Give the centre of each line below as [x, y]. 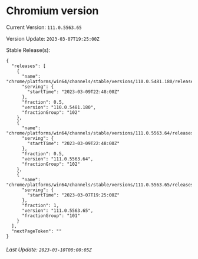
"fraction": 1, [40, 205]
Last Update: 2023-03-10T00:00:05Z [49, 250]
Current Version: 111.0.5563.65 [44, 27]
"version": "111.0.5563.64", [57, 159]
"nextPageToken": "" [37, 231]
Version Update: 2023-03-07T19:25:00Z [53, 38]
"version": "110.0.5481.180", [59, 107]
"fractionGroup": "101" [51, 216]
